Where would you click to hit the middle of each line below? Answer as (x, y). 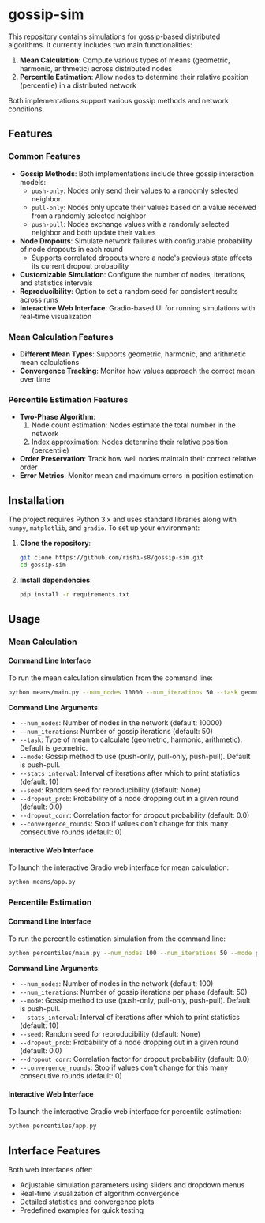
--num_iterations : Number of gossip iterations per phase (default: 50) (133, 992)
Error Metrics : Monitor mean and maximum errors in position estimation (136, 476)
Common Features (44, 156)
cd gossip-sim (43, 565)
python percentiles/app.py (52, 1126)
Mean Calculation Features (61, 337)
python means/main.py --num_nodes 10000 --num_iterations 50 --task (123, 693)
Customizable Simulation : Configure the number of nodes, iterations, (133, 274)
